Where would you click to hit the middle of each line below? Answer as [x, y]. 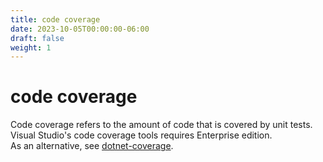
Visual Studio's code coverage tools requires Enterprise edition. [141, 135]
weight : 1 [31, 47]
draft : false [37, 38]
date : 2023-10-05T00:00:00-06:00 [80, 29]
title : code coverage [55, 19]
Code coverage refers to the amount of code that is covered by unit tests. [161, 125]
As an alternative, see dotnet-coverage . [92, 146]
